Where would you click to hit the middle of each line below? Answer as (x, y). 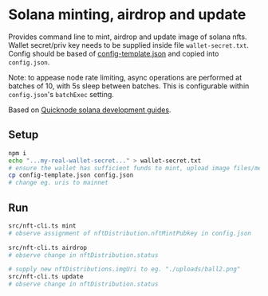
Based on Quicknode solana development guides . (90, 110)
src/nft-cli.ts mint (43, 226)
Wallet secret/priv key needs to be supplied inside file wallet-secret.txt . (129, 45)
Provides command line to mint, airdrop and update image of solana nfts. (128, 37)
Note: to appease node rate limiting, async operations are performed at (125, 77)
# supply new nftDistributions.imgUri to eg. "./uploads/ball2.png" (124, 269)
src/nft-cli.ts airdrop (48, 247)
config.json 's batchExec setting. (61, 94)
